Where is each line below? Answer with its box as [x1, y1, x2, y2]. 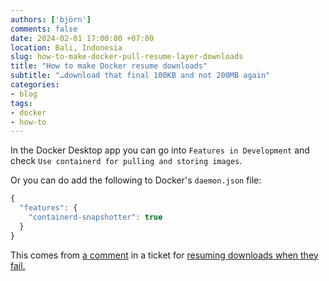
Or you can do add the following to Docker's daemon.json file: [10, 174, 262, 186]
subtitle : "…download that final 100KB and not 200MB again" [10, 71, 271, 81]
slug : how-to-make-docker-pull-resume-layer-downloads [10, 52, 244, 62]
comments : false [10, 24, 78, 34]
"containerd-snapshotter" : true [28, 212, 163, 222]
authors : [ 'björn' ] [10, 14, 92, 25]
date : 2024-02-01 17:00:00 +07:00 [10, 33, 155, 43]
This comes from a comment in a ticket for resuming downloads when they [10, 249, 319, 261]
